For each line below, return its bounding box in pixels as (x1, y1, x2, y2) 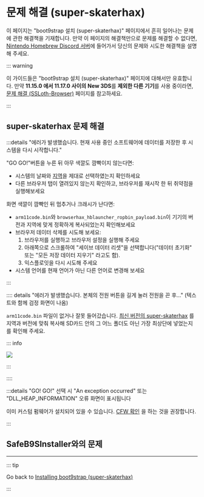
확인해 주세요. (12, 327, 46, 334)
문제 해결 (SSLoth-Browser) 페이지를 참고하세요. (6, 90, 123, 97)
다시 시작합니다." (22, 146, 63, 153)
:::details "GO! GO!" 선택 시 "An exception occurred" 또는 (6, 387, 148, 394)
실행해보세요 (15, 187, 46, 195)
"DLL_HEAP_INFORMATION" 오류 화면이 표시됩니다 (6, 395, 132, 402)
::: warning (6, 62, 33, 69)
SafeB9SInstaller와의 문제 (6, 439, 103, 449)
